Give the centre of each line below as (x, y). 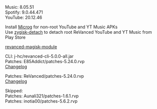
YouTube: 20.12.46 (24, 17)
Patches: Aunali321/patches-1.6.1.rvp (42, 96)
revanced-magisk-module (31, 47)
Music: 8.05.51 (20, 7)
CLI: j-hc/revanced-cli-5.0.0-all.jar (39, 56)
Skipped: (14, 91)
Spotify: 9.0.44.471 (24, 12)
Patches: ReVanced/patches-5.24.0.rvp (45, 76)
